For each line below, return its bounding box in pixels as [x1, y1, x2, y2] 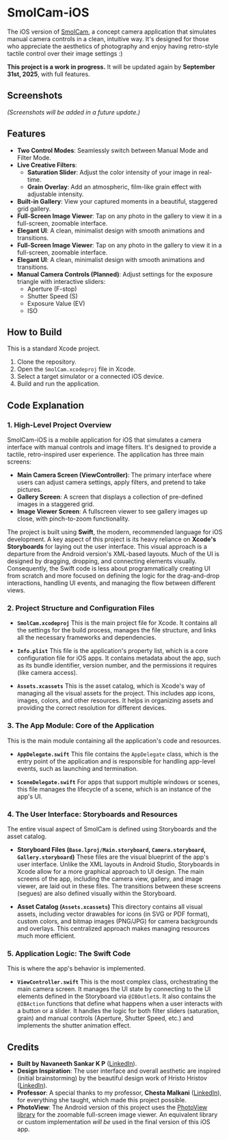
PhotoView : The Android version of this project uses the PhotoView [16, 1103, 208, 1112]
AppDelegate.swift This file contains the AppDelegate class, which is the [16, 750, 219, 758]
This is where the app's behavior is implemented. [7, 964, 146, 973]
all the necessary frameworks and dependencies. [16, 633, 157, 642]
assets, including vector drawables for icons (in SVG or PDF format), [16, 910, 210, 918]
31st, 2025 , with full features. [7, 70, 90, 78]
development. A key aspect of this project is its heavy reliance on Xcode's [7, 535, 217, 543]
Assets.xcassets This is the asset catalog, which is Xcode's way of [16, 682, 206, 690]
